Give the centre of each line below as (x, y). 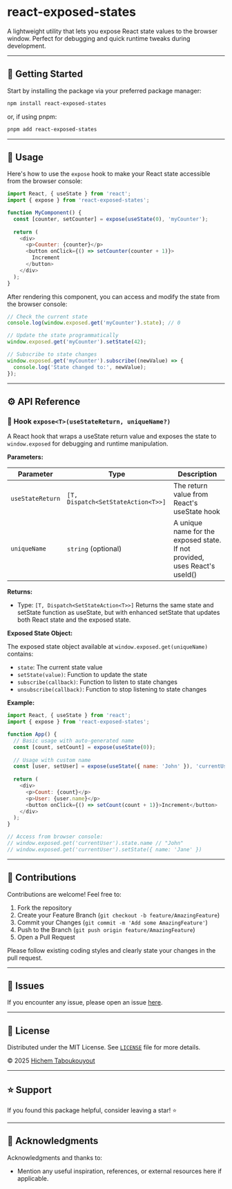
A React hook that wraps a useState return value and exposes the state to (112, 437)
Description (197, 474)
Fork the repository (45, 907)
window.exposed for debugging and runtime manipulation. (88, 444)
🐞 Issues (26, 986)
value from (191, 495)
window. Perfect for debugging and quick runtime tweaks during (99, 38)
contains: (20, 654)
